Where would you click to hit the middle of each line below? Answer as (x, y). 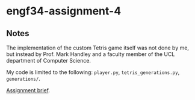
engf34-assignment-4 (64, 11)
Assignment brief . (28, 90)
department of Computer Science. (49, 61)
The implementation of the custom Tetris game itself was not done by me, (98, 48)
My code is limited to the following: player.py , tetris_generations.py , (93, 72)
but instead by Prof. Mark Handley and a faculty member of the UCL (91, 54)
